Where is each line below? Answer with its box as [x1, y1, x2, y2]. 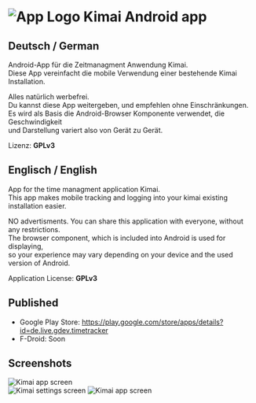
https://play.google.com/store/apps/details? [81, 317, 224, 327]
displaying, [8, 241, 44, 251]
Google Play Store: [19, 317, 80, 327]
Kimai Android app [83, 8, 207, 26]
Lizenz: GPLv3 [8, 141, 55, 150]
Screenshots [8, 357, 72, 370]
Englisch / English [8, 164, 98, 177]
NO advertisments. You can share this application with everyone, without [8, 216, 243, 226]
